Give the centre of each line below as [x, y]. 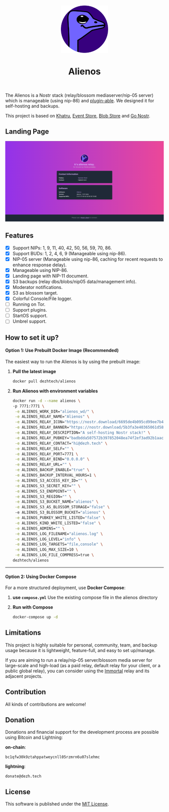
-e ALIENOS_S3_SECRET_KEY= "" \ [48, 486]
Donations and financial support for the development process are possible [82, 732]
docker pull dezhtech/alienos [44, 381]
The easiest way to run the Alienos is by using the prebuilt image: [73, 362]
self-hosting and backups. [32, 106]
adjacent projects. [24, 676]
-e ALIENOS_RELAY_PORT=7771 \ [47, 454]
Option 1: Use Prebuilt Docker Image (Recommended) [62, 351]
